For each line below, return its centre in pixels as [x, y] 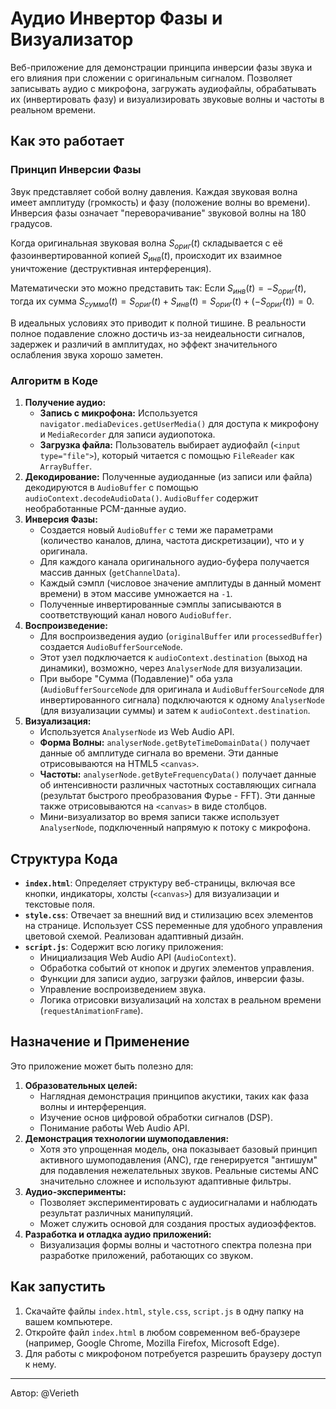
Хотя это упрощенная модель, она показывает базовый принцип [178, 1149]
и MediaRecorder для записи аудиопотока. [127, 434]
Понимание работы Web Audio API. [114, 1128]
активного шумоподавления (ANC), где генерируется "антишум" [178, 1159]
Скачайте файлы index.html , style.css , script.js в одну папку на [164, 1311]
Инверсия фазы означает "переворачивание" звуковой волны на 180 [158, 213]
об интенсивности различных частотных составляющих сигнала [178, 785]
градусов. [31, 223]
